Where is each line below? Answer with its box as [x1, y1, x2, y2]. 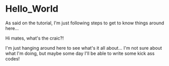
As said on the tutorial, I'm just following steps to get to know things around [5, 20, 164, 26]
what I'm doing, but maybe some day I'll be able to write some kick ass [5, 50, 155, 56]
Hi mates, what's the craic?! [5, 35, 64, 41]
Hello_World [5, 3, 59, 15]
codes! [5, 55, 20, 61]
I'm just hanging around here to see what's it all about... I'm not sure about [5, 45, 162, 51]
